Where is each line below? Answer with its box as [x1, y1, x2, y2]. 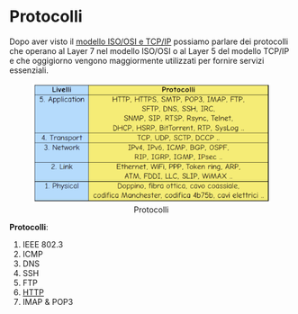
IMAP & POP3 [22, 296, 74, 307]
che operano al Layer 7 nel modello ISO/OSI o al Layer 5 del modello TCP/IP [9, 45, 290, 56]
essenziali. [9, 65, 50, 76]
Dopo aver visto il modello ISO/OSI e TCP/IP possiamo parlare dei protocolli [9, 36, 289, 47]
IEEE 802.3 [22, 238, 64, 249]
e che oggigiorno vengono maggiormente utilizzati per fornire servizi [9, 55, 265, 66]
